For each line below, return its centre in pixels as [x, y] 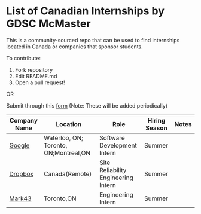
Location [69, 124]
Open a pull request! [40, 82]
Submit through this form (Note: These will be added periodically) [87, 105]
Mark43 [20, 198]
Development [118, 145]
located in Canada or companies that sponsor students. [75, 47]
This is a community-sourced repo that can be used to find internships [93, 40]
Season [156, 128]
